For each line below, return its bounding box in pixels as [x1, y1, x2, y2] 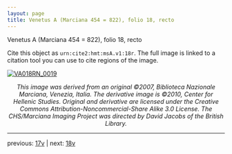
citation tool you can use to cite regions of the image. [7, 56, 159, 64]
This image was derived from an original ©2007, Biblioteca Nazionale [17, 82, 215, 91]
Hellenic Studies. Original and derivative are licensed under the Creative [12, 97, 220, 105]
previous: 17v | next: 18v [7, 139, 76, 147]
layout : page [7, 10, 45, 17]
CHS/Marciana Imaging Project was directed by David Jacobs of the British [8, 111, 224, 120]
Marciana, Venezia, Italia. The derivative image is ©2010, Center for [19, 90, 213, 98]
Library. [104, 119, 128, 127]
